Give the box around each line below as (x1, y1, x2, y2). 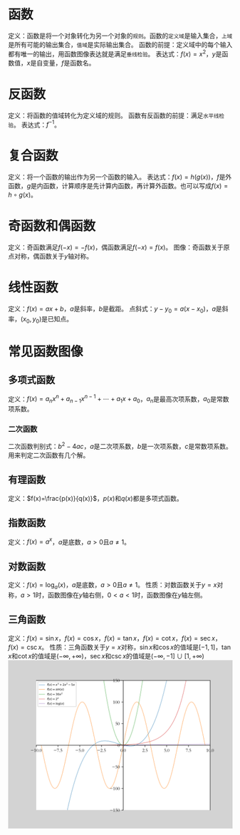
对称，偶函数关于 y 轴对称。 (14, 252, 93, 261)
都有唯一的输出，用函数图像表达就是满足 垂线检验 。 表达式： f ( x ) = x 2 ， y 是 (8, 48, 222, 58)
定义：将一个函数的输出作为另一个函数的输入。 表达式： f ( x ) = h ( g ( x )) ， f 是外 (8, 172, 232, 182)
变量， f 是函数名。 (42, 58, 95, 67)
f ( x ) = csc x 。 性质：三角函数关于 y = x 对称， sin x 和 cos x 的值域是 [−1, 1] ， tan (8, 643, 231, 651)
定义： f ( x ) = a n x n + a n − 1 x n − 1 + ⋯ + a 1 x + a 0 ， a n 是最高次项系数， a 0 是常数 (8, 393, 229, 405)
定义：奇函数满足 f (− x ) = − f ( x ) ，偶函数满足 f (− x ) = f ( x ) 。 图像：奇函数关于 (8, 243, 224, 251)
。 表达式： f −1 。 (13, 119, 61, 129)
